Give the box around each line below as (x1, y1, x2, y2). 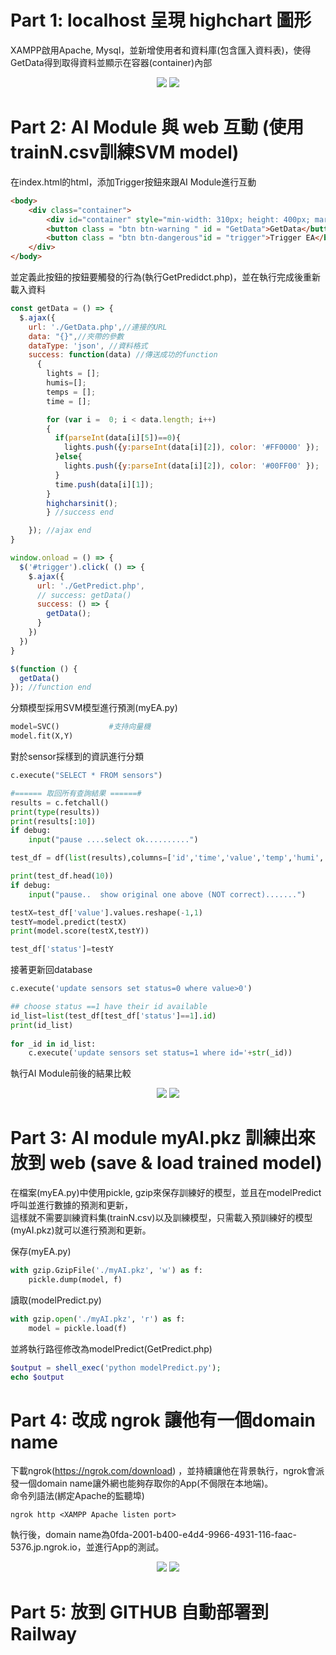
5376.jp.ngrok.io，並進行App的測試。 (10, 1541, 165, 1553)
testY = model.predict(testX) (10, 917, 128, 927)
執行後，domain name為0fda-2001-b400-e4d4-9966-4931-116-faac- (10, 1529, 297, 1541)
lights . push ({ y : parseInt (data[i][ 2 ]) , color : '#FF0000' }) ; (63, 442, 320, 453)
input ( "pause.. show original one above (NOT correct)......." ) (28, 889, 307, 900)
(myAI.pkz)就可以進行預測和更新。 (10, 1224, 152, 1236)
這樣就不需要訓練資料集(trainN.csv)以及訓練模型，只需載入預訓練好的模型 (10, 1212, 313, 1224)
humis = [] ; (46, 378, 87, 388)
